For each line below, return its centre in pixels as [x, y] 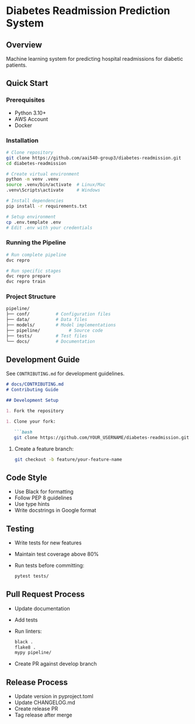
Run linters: [28, 631]
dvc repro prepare [28, 276]
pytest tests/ [32, 576]
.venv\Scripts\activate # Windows [53, 190]
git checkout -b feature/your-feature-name [68, 459]
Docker [23, 125]
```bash [23, 432]
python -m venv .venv [32, 180]
